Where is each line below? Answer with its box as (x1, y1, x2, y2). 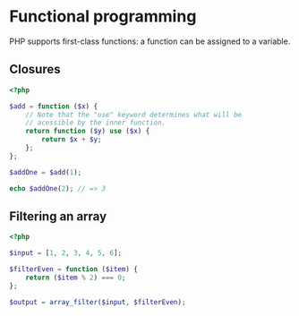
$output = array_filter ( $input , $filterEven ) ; (9, 297, 186, 306)
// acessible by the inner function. (25, 118, 167, 127)
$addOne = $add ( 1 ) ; (9, 167, 82, 176)
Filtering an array (9, 209, 107, 224)
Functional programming (9, 6, 197, 27)
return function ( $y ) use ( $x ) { (25, 127, 150, 136)
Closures (9, 62, 61, 77)
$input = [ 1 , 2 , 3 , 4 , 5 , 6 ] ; (9, 249, 123, 258)
